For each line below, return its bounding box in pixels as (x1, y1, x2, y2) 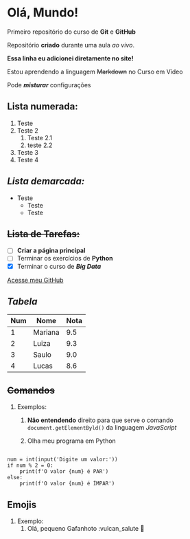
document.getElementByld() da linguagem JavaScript (27, 423, 177, 432)
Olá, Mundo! (7, 5, 79, 21)
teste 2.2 (27, 141, 53, 149)
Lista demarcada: (7, 175, 85, 187)
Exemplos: (16, 403, 47, 411)
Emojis (7, 498, 36, 510)
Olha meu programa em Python (27, 437, 117, 445)
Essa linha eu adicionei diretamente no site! (7, 54, 134, 63)
